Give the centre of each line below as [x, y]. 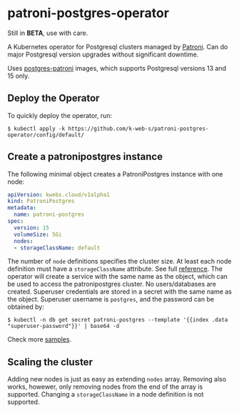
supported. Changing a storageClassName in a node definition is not [106, 394]
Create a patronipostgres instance [85, 157]
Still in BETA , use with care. [48, 33]
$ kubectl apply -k [36, 129]
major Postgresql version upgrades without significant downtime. [103, 54]
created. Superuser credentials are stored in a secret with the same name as [119, 292]
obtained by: [26, 307]
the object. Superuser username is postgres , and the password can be [111, 299]
